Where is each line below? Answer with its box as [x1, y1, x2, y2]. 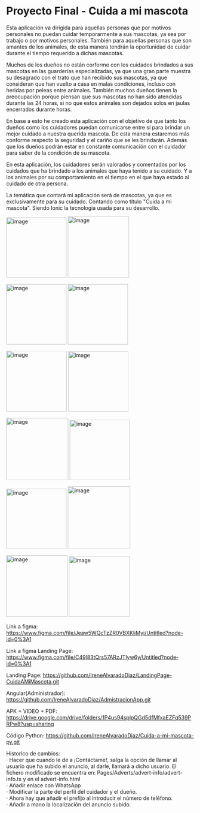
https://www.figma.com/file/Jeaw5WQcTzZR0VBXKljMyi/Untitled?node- [6, 629, 184, 636]
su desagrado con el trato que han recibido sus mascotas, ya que [6, 74, 167, 81]
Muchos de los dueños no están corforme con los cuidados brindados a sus [6, 61, 193, 68]
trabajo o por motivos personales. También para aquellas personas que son [6, 37, 192, 44]
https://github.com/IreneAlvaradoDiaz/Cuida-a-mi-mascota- [45, 731, 194, 739]
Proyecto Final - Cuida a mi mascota [6, 4, 189, 18]
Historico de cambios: [6, 749, 60, 757]
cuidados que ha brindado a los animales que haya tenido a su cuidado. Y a [6, 167, 192, 174]
